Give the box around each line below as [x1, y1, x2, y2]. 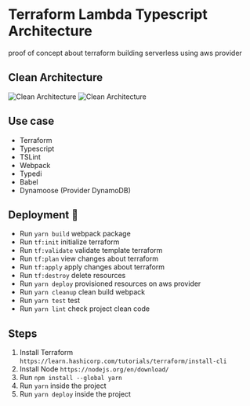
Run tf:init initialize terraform [19, 237, 120, 247]
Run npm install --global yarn [19, 373, 123, 382]
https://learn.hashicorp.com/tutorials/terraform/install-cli [19, 357, 227, 366]
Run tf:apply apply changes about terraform [19, 262, 165, 272]
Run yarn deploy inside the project [19, 390, 132, 399]
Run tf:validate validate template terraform [19, 246, 163, 255]
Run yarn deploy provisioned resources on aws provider [19, 279, 201, 288]
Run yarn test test [19, 296, 81, 305]
